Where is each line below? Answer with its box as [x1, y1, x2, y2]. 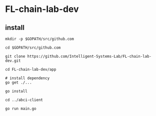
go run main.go [5, 106, 37, 111]
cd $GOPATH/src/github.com [5, 45, 61, 50]
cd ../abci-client [5, 98, 43, 103]
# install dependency [5, 76, 50, 81]
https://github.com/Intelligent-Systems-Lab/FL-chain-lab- [27, 54, 152, 59]
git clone [5, 54, 26, 59]
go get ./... [5, 80, 32, 85]
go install [5, 89, 28, 94]
